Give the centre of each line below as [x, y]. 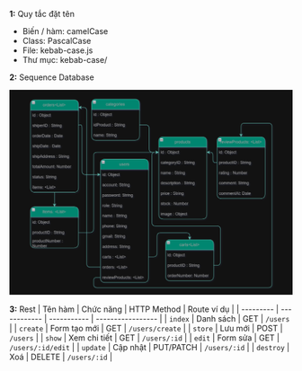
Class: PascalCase [57, 41]
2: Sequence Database [52, 77]
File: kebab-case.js [58, 50]
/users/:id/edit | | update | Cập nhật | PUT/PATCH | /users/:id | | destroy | [150, 347]
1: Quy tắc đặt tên [42, 14]
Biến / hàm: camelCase [65, 31]
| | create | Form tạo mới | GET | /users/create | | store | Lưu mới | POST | [146, 328]
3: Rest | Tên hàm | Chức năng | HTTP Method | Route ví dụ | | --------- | [144, 309]
